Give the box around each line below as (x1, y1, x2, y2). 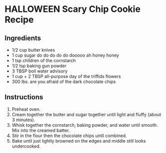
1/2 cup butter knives (11, 47, 55, 53)
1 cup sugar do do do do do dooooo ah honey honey (11, 52, 119, 58)
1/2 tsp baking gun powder (11, 63, 67, 69)
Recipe (4, 14, 34, 25)
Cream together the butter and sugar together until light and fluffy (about (11, 111, 162, 117)
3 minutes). (11, 117, 35, 123)
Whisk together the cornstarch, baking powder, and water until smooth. (11, 122, 158, 128)
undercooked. (11, 143, 41, 149)
